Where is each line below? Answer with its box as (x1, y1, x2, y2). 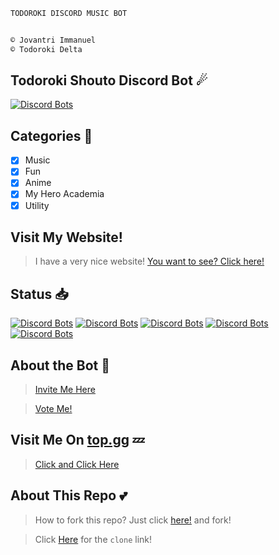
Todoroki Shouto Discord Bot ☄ (10, 72, 208, 89)
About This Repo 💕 (10, 487, 128, 504)
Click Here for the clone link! (34, 533, 152, 545)
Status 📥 (10, 285, 69, 303)
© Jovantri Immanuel (10, 35, 97, 45)
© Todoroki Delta (10, 44, 83, 54)
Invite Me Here (34, 384, 96, 395)
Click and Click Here (34, 458, 120, 470)
